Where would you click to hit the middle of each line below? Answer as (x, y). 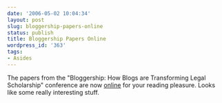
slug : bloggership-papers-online (55, 26)
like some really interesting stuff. (53, 92)
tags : (15, 52)
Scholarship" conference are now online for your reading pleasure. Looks (111, 85)
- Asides (20, 58)
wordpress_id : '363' (37, 45)
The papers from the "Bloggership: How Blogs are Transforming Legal (107, 78)
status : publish (30, 33)
